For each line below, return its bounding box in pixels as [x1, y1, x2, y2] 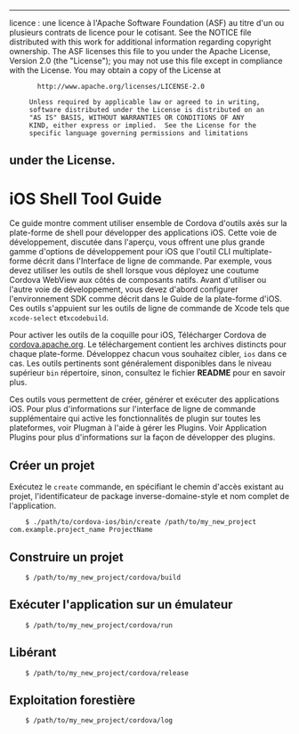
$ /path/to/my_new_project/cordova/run [25, 620, 174, 630]
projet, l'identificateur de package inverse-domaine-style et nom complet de [9, 491, 290, 502]
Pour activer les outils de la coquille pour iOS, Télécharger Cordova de [9, 330, 267, 341]
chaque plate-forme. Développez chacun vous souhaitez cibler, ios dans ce [9, 349, 287, 359]
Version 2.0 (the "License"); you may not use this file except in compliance [9, 55, 283, 66]
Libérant [9, 645, 57, 660]
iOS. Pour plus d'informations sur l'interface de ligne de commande [9, 404, 256, 415]
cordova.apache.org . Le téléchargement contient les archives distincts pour [9, 339, 287, 350]
